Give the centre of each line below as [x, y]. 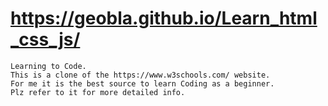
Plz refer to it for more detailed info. [98, 92]
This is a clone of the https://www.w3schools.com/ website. [140, 75]
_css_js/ [45, 39]
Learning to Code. [48, 66]
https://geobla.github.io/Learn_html [164, 18]
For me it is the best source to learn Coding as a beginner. [142, 83]
